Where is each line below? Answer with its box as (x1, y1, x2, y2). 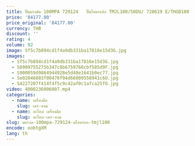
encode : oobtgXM (6, 125, 47, 131)
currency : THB (6, 25, 42, 32)
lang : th (6, 131, 28, 137)
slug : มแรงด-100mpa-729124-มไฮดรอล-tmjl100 (6, 120, 110, 126)
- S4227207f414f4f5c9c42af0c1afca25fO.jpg (11, 81, 119, 87)
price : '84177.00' (6, 14, 52, 20)
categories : (6, 92, 36, 98)
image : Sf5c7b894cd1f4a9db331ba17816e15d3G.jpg (6, 48, 127, 54)
